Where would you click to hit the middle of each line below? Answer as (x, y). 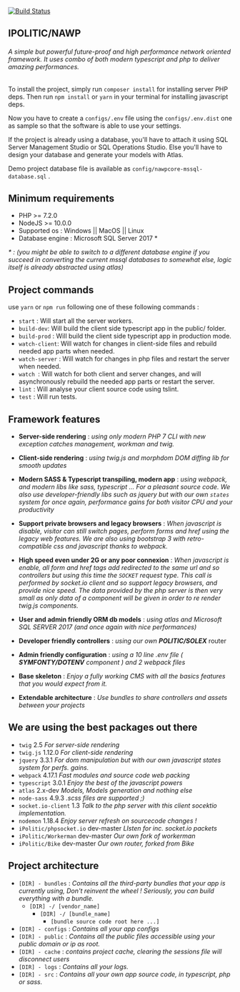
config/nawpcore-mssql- (167, 169)
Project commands (51, 290)
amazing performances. (44, 66)
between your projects (51, 705)
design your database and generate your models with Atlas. (96, 154)
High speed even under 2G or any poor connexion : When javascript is (124, 560)
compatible (35, 546)
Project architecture (54, 866)
